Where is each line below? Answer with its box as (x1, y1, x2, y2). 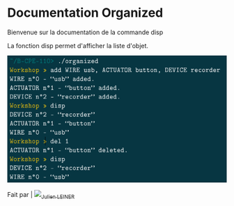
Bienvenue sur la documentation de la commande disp (7, 28, 164, 36)
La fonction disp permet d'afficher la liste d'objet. (7, 41, 148, 50)
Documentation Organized (7, 5, 164, 21)
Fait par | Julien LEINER (7, 190, 75, 200)
